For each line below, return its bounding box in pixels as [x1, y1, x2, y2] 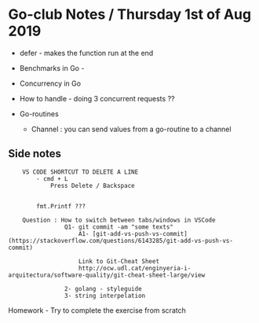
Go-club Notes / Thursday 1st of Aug [8, 6, 252, 24]
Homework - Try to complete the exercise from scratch [8, 305, 186, 315]
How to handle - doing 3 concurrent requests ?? [19, 94, 175, 103]
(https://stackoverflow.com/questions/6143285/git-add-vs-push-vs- [8, 237, 234, 244]
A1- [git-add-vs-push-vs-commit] [78, 229, 188, 237]
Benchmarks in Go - [19, 63, 85, 72]
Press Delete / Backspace [49, 182, 135, 189]
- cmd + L [36, 174, 68, 182]
